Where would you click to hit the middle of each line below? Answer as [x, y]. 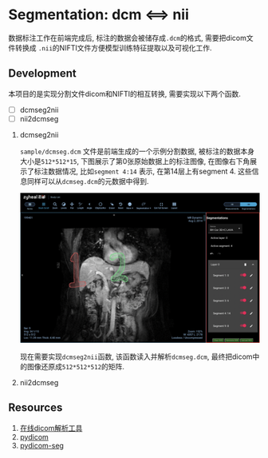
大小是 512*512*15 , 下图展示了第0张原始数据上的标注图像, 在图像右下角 [135, 161]
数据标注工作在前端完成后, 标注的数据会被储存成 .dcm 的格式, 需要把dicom [128, 38]
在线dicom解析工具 [51, 428]
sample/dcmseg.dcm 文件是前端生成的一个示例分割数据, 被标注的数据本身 [137, 151]
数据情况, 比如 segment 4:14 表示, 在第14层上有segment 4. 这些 [150, 171]
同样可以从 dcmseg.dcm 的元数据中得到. [88, 181]
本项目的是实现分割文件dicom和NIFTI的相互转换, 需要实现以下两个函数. [124, 94]
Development [43, 74]
